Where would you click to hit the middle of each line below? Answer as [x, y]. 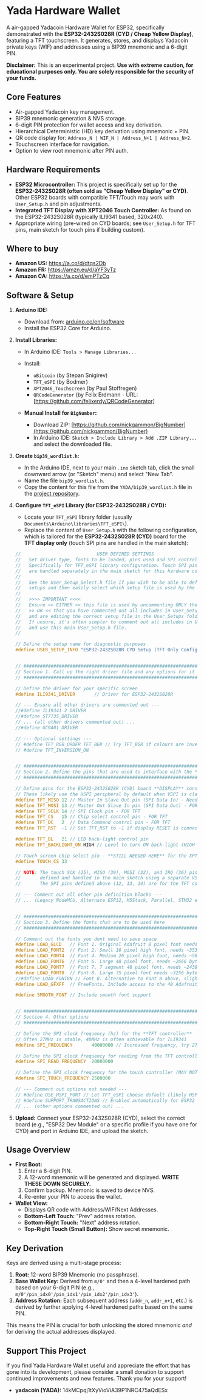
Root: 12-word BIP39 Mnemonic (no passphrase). [77, 1275]
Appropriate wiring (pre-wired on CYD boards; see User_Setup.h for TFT [105, 223]
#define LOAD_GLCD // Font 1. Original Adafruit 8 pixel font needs [106, 944]
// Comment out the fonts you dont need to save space [86, 939]
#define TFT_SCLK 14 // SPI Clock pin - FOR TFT [78, 811]
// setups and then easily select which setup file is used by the [105, 588]
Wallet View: [31, 1203]
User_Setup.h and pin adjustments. [58, 204]
